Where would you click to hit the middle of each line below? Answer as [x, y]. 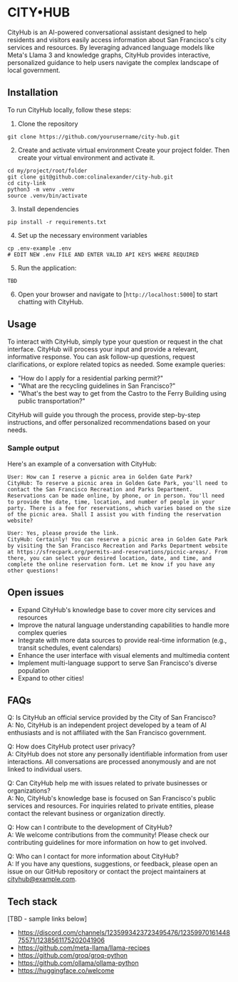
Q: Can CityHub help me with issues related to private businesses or [108, 783]
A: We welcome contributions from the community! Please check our [108, 835]
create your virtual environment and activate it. [86, 157]
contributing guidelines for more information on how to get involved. [108, 843]
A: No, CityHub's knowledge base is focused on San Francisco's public [112, 798]
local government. [34, 70]
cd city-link [27, 183]
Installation [33, 92]
